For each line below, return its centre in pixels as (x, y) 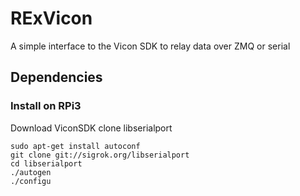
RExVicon (51, 18)
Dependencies (56, 77)
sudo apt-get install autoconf (75, 146)
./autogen (31, 172)
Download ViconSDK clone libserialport (91, 128)
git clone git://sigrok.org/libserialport (100, 155)
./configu (31, 181)
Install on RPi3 (46, 106)
